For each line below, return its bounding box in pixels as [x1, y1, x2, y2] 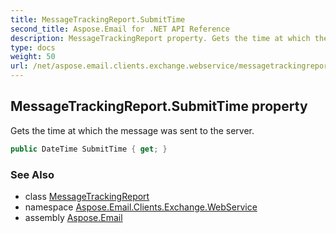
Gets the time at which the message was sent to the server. [10, 124, 255, 136]
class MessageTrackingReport [24, 190, 150, 202]
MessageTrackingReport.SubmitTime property [10, 98, 308, 115]
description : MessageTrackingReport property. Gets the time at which [10, 33, 311, 43]
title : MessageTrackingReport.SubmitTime [10, 14, 186, 25]
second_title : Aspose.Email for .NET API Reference [10, 24, 230, 34]
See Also [10, 167, 55, 181]
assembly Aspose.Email [24, 211, 123, 223]
